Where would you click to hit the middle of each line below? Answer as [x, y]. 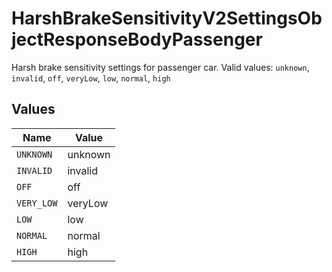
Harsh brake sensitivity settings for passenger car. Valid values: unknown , [160, 67]
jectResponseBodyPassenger [137, 39]
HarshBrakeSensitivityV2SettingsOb [167, 18]
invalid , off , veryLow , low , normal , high [91, 78]
